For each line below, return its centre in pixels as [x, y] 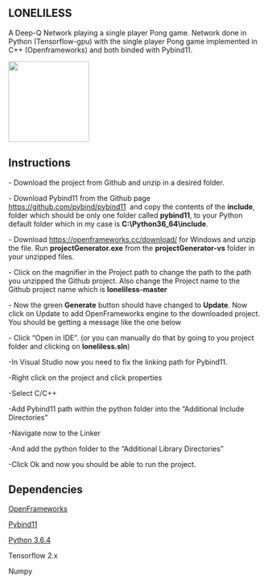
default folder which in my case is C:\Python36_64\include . [108, 223]
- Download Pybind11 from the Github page [80, 198]
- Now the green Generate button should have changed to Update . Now [128, 305]
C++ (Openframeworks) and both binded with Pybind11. [101, 50]
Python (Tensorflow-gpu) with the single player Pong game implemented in [133, 41]
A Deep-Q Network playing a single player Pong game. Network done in [128, 32]
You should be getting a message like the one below [95, 322]
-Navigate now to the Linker [54, 433]
